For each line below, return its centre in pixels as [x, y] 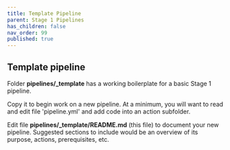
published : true [30, 39]
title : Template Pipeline [44, 13]
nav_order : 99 [27, 33]
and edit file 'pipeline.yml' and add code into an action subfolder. [99, 111]
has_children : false [37, 26]
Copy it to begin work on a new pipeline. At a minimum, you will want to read [115, 104]
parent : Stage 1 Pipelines [46, 20]
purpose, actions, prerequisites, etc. [58, 139]
